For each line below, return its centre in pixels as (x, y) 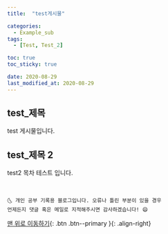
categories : (24, 26)
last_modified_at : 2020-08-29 (51, 83)
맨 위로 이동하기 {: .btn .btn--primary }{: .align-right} (79, 224)
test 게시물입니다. (31, 131)
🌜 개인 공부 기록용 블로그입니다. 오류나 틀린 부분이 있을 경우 (84, 201)
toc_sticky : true (32, 64)
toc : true (21, 58)
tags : (15, 39)
